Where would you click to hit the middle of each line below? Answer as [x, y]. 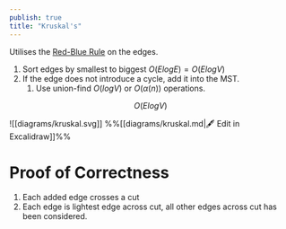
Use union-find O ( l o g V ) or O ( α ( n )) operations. [121, 88]
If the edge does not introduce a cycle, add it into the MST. [131, 78]
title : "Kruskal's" [46, 26]
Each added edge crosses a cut [81, 198]
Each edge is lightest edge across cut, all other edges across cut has [150, 207]
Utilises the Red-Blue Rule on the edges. [84, 51]
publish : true [36, 18]
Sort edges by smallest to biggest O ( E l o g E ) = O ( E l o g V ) [124, 69]
